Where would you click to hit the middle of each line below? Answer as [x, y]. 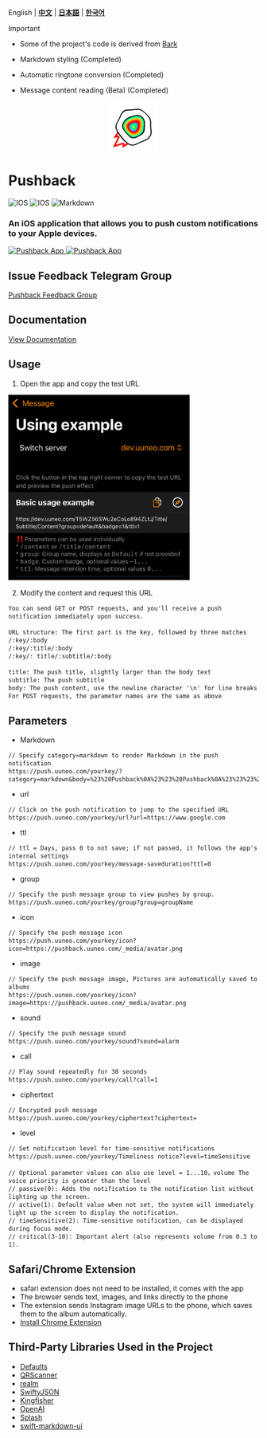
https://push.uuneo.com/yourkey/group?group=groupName [101, 903]
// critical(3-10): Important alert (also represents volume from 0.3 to [133, 1237]
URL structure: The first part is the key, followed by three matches [128, 633]
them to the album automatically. [73, 1314]
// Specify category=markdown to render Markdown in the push [113, 756]
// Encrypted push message [53, 1110]
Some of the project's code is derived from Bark [99, 44]
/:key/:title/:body [41, 649]
